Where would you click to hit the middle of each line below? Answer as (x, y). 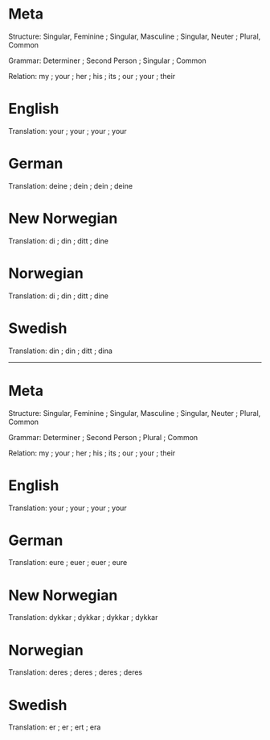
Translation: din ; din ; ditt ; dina (60, 351)
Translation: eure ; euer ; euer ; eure (68, 563)
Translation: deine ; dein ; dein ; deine (71, 185)
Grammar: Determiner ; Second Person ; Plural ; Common (103, 437)
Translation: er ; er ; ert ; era (55, 727)
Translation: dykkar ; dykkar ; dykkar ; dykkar (83, 617)
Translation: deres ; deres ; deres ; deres (76, 672)
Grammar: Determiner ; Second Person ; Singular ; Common (107, 60)
